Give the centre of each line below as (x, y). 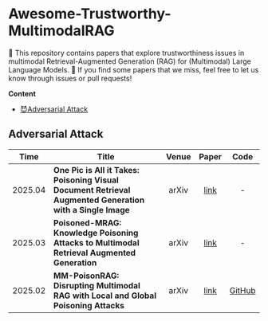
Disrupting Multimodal (97, 285)
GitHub (242, 290)
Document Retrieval (92, 190)
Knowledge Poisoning (96, 233)
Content (22, 93)
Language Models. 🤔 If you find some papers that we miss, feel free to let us (134, 69)
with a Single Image (91, 209)
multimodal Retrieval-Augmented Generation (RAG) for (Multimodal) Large (130, 61)
